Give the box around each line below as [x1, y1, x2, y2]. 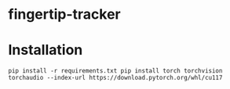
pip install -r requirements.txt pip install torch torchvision [8, 67, 223, 75]
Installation [8, 41, 83, 59]
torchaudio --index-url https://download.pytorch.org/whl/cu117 [8, 74, 223, 82]
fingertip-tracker [8, 5, 122, 23]
